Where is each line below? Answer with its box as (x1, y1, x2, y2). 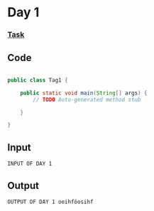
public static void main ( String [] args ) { (20, 90, 148, 97)
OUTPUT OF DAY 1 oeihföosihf (7, 198, 94, 205)
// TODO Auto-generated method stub (33, 96, 141, 103)
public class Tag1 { (7, 76, 69, 84)
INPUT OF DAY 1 (7, 161, 53, 168)
